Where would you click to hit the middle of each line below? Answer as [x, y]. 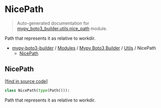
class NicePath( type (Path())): [37, 90]
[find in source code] [26, 81]
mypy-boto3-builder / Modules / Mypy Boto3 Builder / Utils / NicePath [84, 48]
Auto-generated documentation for [53, 23]
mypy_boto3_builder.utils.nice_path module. [62, 28]
